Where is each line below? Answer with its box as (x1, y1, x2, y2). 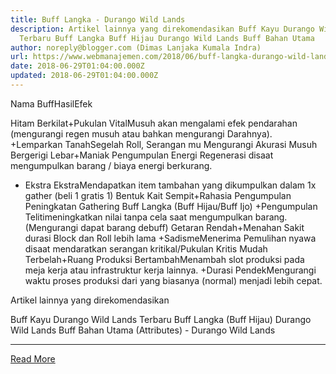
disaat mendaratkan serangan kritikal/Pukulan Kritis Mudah (24, 242, 268, 255)
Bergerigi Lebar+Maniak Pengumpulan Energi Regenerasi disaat (10, 149, 274, 161)
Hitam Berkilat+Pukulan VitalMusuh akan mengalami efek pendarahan (10, 117, 298, 129)
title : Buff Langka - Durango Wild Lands (10, 14, 186, 25)
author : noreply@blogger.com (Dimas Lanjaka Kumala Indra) (10, 42, 262, 53)
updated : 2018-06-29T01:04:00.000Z (10, 71, 159, 81)
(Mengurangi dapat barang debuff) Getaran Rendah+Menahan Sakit (24, 221, 305, 233)
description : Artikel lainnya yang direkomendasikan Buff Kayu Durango (10, 24, 315, 34)
